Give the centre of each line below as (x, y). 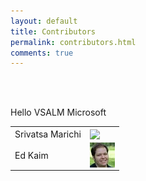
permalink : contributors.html (73, 42)
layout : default (44, 21)
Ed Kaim (31, 155)
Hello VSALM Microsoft (58, 112)
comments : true (42, 53)
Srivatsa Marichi (48, 134)
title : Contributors (53, 31)
